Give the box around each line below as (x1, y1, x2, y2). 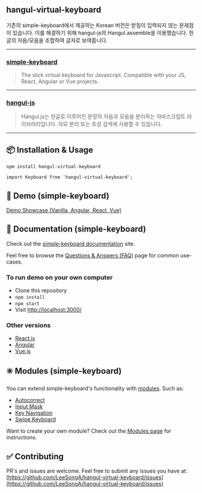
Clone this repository (14, 287, 67, 294)
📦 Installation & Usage (6, 145, 93, 155)
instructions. (6, 434, 37, 441)
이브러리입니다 (20, 121, 55, 128)
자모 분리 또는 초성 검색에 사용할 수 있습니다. (58, 121, 162, 128)
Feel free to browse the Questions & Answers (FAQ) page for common (6, 251, 179, 259)
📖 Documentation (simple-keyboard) (6, 224, 146, 234)
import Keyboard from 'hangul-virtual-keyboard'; (6, 174, 133, 180)
